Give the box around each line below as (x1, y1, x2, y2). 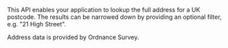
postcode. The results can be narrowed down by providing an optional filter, (7, 13, 222, 21)
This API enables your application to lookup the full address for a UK (7, 6, 201, 14)
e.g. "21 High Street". (7, 20, 67, 28)
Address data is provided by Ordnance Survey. (7, 33, 139, 41)
